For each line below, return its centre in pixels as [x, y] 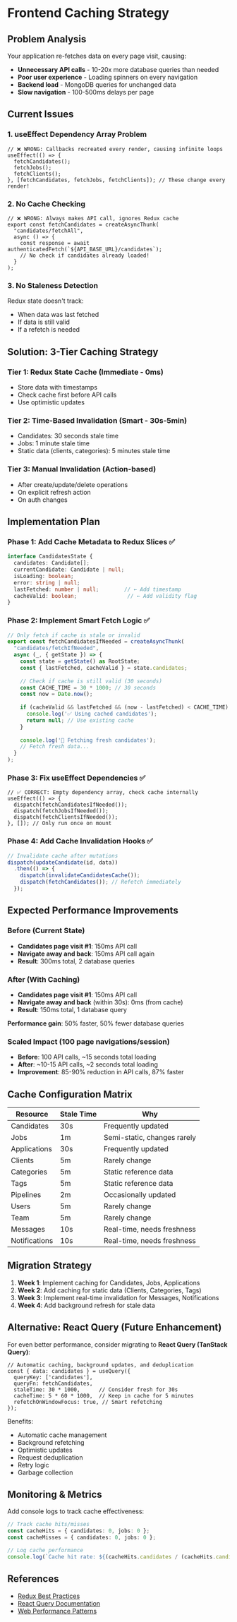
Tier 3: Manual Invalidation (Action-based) [82, 469]
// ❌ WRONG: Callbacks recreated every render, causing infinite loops [115, 149]
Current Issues [41, 114]
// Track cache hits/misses [49, 1525]
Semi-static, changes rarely [150, 1137]
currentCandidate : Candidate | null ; [69, 570]
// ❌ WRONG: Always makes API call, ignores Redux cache [93, 218]
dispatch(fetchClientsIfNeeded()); [66, 817]
